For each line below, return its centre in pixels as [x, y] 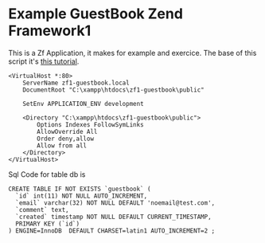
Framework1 [50, 31]
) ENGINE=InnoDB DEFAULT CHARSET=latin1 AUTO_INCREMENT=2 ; [112, 231]
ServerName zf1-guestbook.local [76, 83]
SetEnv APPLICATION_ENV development [84, 104]
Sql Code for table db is [47, 174]
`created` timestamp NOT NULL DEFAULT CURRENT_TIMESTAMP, [114, 217]
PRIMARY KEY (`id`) [48, 224]
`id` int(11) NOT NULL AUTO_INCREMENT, [82, 196]
